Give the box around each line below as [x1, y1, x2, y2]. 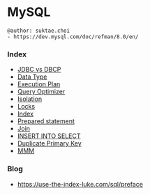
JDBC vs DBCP [17, 65, 61, 74]
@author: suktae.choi [7, 27, 70, 34]
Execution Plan [17, 80, 61, 88]
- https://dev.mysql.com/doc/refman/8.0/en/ [7, 33, 139, 40]
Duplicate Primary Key [17, 139, 82, 148]
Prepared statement [17, 117, 75, 125]
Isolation [17, 95, 43, 103]
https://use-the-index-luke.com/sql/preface [17, 180, 143, 188]
